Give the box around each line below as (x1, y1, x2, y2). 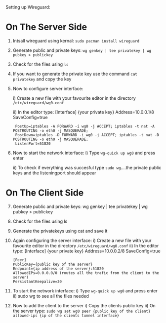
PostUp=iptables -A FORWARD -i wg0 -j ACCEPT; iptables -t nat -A (15, 123, 155, 129)
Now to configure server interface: (12, 85, 83, 91)
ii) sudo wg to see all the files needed (12, 293, 89, 299)
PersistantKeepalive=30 (12, 279, 62, 284)
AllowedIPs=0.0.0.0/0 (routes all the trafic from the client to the (12, 270, 160, 276)
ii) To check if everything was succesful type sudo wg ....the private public (12, 164, 162, 170)
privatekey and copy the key (12, 76, 72, 82)
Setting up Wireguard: (5, 4, 51, 10)
